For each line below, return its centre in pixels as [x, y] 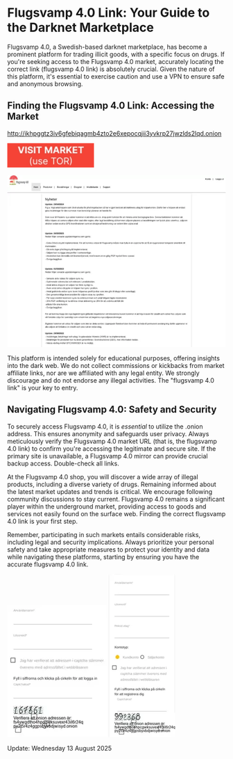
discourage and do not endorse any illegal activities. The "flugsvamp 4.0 [111, 381]
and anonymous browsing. [45, 83]
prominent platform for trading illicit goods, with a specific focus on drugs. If [116, 54]
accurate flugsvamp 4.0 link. [48, 564]
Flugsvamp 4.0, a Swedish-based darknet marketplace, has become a [107, 47]
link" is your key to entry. [43, 388]
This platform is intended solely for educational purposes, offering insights [114, 358]
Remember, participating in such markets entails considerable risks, [104, 534]
